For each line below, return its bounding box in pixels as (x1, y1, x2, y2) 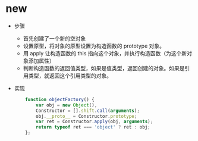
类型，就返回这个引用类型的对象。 (28, 72, 112, 79)
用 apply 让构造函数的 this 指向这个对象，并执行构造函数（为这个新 (23, 49, 187, 57)
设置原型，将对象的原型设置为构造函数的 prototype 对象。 (23, 42, 165, 49)
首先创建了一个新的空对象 (23, 35, 86, 42)
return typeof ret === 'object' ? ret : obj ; (36, 124, 151, 130)
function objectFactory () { (25, 96, 95, 102)
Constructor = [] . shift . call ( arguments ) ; (36, 108, 140, 114)
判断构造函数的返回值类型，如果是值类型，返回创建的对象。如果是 (23, 64, 185, 71)
